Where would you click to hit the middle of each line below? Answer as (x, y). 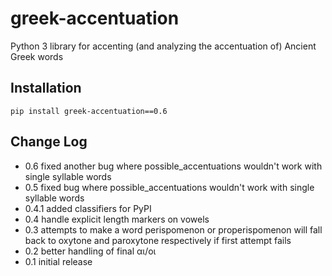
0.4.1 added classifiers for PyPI (88, 208)
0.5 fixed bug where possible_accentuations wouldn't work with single (169, 187)
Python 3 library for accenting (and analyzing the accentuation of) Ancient (163, 46)
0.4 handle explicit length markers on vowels (117, 219)
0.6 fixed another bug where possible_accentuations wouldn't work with (173, 166)
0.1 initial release (58, 261)
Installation (46, 88)
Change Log (49, 142)
